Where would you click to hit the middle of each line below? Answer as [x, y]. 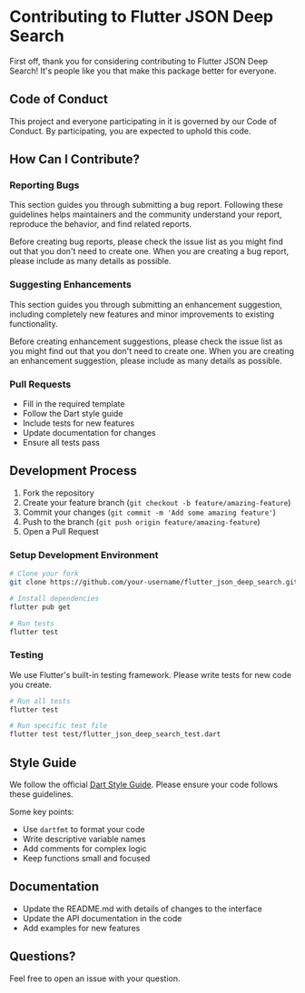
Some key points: [42, 811]
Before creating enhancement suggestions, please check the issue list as [146, 341]
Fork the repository [59, 493]
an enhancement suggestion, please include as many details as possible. [146, 360]
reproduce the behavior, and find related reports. [101, 224]
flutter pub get [40, 607]
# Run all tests [40, 701]
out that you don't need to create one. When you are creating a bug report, [149, 251]
